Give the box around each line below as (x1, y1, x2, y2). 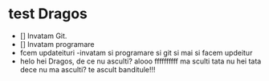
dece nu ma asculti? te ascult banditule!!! (19, 64, 156, 74)
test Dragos (8, 5, 88, 23)
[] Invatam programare (19, 39, 95, 48)
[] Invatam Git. (19, 31, 67, 40)
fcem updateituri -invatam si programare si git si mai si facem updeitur (19, 48, 253, 57)
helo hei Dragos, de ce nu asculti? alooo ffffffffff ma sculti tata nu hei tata (19, 56, 262, 66)
